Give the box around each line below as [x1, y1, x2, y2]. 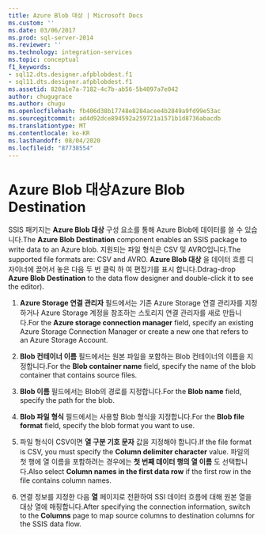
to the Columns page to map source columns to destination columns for [19, 511, 255, 521]
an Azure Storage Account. [19, 336, 108, 345]
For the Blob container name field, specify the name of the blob [47, 362, 256, 371]
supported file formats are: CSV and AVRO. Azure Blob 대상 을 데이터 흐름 [8, 255, 246, 264]
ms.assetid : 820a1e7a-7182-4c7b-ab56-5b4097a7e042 [8, 85, 179, 93]
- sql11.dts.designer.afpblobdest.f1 [8, 78, 133, 85]
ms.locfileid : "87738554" [8, 144, 93, 152]
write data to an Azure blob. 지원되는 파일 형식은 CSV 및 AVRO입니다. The [8, 245, 241, 254]
